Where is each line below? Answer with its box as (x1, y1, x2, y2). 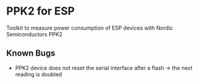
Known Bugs (6, 48, 56, 59)
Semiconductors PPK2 (6, 30, 62, 37)
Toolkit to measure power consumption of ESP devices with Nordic (6, 24, 174, 31)
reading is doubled (15, 71, 62, 78)
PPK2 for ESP (6, 4, 75, 18)
